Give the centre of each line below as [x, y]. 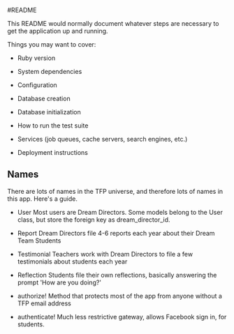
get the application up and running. [58, 31]
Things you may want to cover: [52, 44]
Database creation [44, 98]
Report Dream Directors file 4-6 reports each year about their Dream [116, 233]
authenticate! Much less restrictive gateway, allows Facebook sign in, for [122, 317]
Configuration [37, 85]
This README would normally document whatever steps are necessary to [113, 23]
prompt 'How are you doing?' [59, 282]
